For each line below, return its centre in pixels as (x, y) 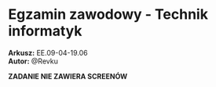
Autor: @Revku (33, 61)
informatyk (45, 31)
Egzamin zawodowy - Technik (108, 14)
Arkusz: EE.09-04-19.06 (48, 53)
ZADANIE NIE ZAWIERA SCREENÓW (68, 76)
